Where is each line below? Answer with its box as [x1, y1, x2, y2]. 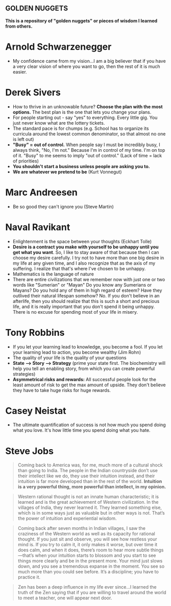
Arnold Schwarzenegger [5, 41, 112, 53]
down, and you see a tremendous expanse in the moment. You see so [17, 563, 165, 569]
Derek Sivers [5, 86, 61, 98]
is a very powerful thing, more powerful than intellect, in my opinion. [17, 484, 166, 490]
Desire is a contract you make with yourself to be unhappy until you [12, 244, 159, 250]
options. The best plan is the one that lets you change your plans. [12, 109, 152, 115]
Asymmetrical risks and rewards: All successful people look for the [12, 376, 157, 382]
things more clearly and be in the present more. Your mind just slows [17, 558, 163, 564]
